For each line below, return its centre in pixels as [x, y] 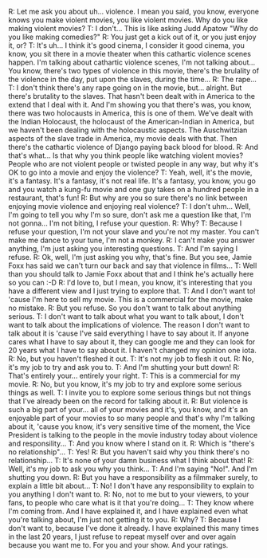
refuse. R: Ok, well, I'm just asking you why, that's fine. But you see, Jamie [130, 257]
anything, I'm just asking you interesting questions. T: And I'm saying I [123, 249]
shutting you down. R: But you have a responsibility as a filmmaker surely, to [133, 477]
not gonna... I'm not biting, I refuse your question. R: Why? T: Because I [125, 223]
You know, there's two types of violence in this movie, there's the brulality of [134, 71]
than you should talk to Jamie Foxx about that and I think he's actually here [131, 274]
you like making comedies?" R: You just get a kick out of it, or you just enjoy [132, 37]
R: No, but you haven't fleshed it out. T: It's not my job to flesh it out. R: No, [131, 359]
